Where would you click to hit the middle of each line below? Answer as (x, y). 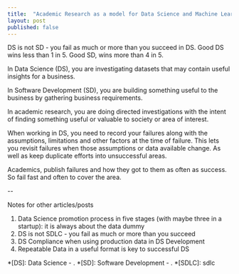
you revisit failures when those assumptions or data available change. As (114, 148)
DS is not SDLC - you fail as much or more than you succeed (106, 234)
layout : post (27, 21)
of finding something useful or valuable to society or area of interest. (108, 119)
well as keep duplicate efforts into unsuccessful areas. (87, 156)
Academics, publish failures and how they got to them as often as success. (117, 170)
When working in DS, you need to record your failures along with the (108, 133)
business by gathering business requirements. (75, 98)
